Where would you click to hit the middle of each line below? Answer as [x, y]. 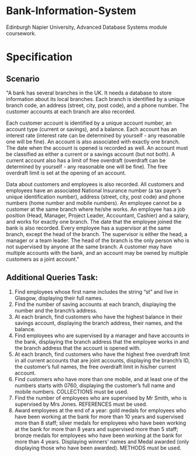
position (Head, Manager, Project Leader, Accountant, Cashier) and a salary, [98, 215]
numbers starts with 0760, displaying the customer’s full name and [95, 385]
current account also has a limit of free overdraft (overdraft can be [86, 160]
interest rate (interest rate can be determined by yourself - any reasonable [96, 135]
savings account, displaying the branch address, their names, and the [98, 323]
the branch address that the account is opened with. [78, 348]
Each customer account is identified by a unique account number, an [89, 123]
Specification [39, 57]
